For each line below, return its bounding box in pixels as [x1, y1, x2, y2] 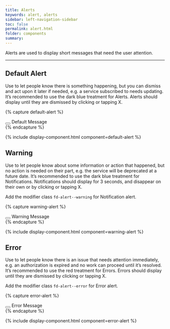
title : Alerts [5, 7, 35, 13]
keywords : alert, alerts [5, 12, 58, 17]
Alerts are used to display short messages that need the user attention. [5, 49, 153, 56]
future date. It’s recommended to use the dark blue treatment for [5, 173, 140, 179]
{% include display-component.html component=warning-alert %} [5, 228, 144, 234]
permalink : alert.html [5, 26, 53, 32]
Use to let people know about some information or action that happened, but [5, 162, 165, 168]
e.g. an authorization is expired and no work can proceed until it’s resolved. [5, 262, 162, 268]
